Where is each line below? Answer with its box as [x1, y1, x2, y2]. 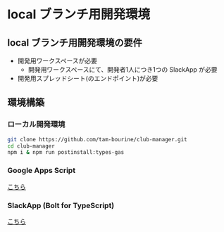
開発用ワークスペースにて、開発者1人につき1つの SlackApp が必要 [27, 65, 218, 74]
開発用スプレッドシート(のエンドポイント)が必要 [17, 75, 158, 82]
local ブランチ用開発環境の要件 [7, 37, 142, 49]
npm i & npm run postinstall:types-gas [7, 149, 125, 156]
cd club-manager [7, 142, 55, 150]
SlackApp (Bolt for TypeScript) [7, 200, 115, 210]
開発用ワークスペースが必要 [17, 57, 97, 65]
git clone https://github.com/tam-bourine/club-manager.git [7, 136, 188, 143]
